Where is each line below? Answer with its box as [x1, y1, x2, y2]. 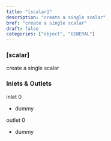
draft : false [6, 25, 39, 32]
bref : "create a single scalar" [6, 20, 87, 26]
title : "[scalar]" [6, 8, 52, 15]
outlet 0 [6, 116, 26, 124]
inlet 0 [6, 93, 22, 100]
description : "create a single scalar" [6, 14, 106, 20]
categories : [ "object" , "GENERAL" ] [6, 31, 95, 37]
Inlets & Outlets [6, 79, 52, 88]
